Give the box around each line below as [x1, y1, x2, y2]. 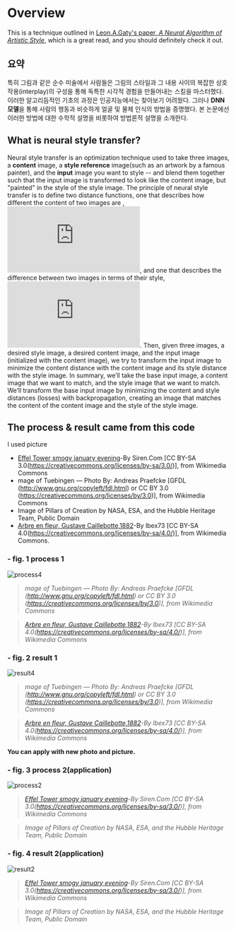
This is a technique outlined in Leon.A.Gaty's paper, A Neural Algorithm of [7, 28, 223, 37]
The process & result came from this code [7, 421, 196, 433]
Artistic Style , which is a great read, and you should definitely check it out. [7, 35, 224, 44]
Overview [7, 5, 66, 21]
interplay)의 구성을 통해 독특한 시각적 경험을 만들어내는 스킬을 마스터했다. [20, 87, 224, 95]
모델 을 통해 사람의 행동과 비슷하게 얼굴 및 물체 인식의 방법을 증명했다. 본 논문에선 [7, 105, 230, 113]
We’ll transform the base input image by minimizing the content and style [7, 386, 220, 394]
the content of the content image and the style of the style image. [7, 401, 199, 409]
